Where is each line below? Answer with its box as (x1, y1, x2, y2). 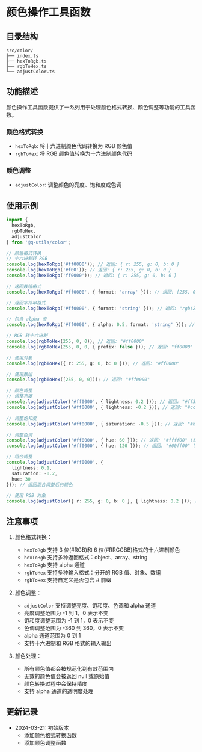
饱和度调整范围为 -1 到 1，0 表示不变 (23, 617, 114, 624)
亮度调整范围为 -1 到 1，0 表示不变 (23, 609, 109, 617)
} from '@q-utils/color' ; (6, 239, 71, 245)
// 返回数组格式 (6, 283, 41, 289)
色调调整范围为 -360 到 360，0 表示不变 (23, 624, 124, 632)
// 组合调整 (6, 454, 33, 460)
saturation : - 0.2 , (11, 470, 58, 476)
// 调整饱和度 (6, 415, 37, 421)
